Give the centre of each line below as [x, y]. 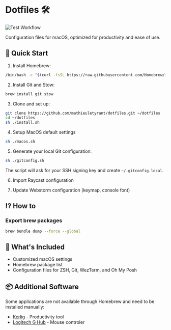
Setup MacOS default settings [44, 132]
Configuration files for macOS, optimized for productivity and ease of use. [83, 37]
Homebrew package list [37, 265]
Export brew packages [34, 221]
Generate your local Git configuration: [52, 151]
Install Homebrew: [32, 65]
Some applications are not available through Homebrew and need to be [80, 301]
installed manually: [25, 307]
